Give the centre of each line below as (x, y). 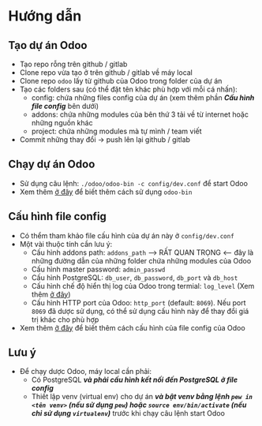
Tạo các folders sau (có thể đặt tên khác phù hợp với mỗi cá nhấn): (129, 89)
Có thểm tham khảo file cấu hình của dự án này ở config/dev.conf (127, 235)
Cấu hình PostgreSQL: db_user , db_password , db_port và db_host (135, 277)
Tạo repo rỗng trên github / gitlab (73, 64)
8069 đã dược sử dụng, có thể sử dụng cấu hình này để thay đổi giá (140, 311)
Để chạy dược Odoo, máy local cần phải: (86, 372)
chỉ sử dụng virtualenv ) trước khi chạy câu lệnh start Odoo (128, 413)
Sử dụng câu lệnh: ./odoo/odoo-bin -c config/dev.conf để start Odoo (134, 183)
